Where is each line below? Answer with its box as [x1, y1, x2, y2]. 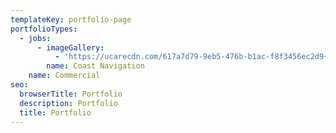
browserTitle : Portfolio [19, 89, 123, 99]
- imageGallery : [36, 42, 105, 53]
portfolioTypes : [10, 24, 78, 34]
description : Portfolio [19, 98, 118, 108]
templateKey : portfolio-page [10, 14, 132, 25]
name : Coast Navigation [46, 61, 145, 71]
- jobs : [19, 33, 52, 43]
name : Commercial [28, 71, 101, 81]
